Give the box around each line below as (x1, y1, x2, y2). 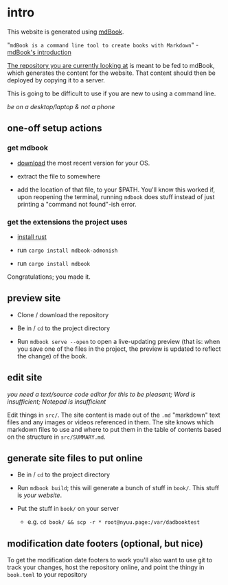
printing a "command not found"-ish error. (16, 200, 137, 208)
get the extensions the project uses (7, 217, 128, 227)
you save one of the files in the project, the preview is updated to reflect (16, 345, 221, 353)
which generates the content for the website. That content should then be (7, 69, 216, 77)
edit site (7, 372, 43, 384)
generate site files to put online (7, 452, 143, 464)
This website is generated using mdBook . (7, 27, 124, 36)
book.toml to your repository (7, 571, 87, 579)
